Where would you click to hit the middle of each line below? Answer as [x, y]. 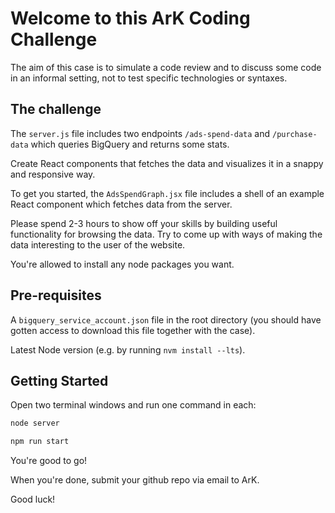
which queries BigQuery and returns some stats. [130, 144]
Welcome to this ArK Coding [130, 18]
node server [35, 423]
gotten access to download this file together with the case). [133, 330]
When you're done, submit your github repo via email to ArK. [135, 480]
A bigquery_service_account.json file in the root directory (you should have [166, 319]
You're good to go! [49, 461]
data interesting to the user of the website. [98, 244]
